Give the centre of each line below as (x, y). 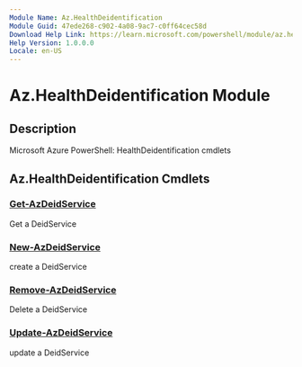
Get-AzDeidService (53, 204)
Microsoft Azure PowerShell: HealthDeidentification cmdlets (120, 150)
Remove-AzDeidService (63, 291)
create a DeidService (48, 267)
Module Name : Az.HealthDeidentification (86, 18)
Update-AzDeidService (61, 333)
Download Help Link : (48, 34)
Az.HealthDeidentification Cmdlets (110, 179)
